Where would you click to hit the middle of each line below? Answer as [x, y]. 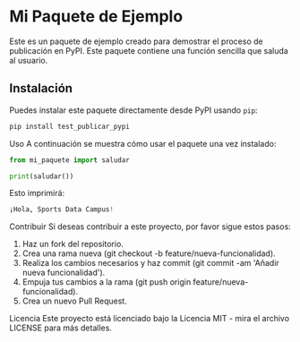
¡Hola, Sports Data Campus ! [62, 209]
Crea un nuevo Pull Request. [74, 301]
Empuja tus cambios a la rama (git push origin [107, 282]
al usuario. [29, 60]
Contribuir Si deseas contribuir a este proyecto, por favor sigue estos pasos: [150, 227]
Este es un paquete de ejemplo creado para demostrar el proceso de [136, 41]
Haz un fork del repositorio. [73, 244]
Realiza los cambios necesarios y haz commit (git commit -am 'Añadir [150, 263]
